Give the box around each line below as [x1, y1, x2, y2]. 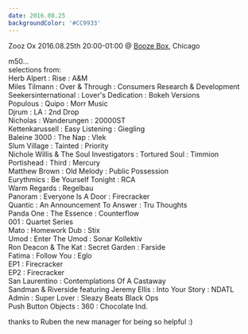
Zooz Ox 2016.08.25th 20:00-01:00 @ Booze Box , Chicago [8, 41, 200, 50]
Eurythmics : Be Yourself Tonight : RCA [8, 174, 136, 184]
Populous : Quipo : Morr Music [8, 99, 109, 108]
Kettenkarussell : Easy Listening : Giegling [8, 124, 145, 134]
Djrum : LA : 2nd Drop [8, 107, 79, 116]
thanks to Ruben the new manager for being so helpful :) [8, 317, 193, 326]
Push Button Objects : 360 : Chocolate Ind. [8, 301, 149, 311]
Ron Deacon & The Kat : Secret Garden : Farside [8, 242, 166, 251]
